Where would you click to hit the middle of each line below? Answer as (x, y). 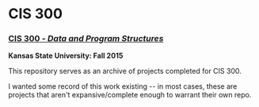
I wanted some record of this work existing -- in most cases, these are (123, 86)
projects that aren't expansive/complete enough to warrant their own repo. (130, 95)
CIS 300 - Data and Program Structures (86, 39)
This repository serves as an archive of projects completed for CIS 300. (125, 71)
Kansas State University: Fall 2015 (66, 55)
